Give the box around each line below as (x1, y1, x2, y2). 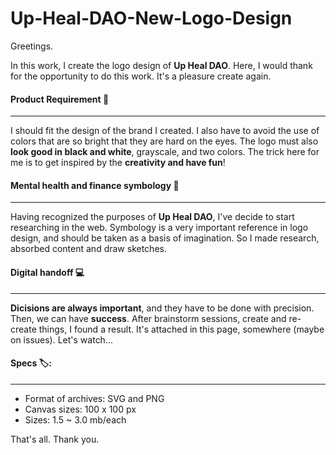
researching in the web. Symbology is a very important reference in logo (10, 222, 309, 234)
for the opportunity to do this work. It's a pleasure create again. (10, 70, 272, 82)
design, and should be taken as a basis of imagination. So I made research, (10, 232, 320, 244)
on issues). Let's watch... (10, 333, 114, 346)
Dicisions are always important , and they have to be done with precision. (10, 302, 315, 314)
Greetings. (10, 40, 54, 52)
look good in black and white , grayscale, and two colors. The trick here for (10, 146, 320, 158)
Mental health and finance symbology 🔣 (10, 179, 180, 191)
